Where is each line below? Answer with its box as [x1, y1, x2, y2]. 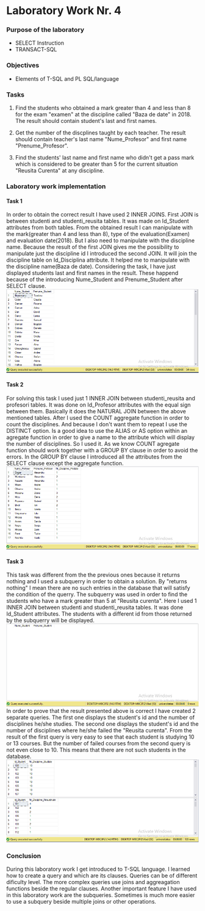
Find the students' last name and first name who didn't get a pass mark [15, 154, 195, 161]
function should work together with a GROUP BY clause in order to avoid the [6, 446, 198, 454]
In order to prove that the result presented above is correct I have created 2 [6, 707, 196, 714]
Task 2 [6, 381, 24, 388]
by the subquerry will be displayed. [6, 617, 95, 624]
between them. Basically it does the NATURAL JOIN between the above [6, 407, 186, 415]
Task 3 [6, 558, 24, 565]
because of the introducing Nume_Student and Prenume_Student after [6, 276, 183, 283]
